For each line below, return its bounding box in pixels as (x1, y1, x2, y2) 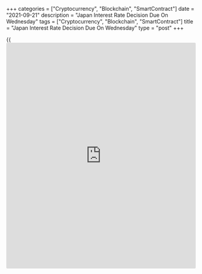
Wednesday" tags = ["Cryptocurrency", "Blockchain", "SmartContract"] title (6, 18, 194, 25)
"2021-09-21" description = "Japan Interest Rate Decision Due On (6, 11, 168, 19)
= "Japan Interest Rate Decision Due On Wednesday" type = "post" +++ (6, 24, 185, 31)
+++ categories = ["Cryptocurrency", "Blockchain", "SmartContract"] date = (6, 5, 195, 12)
